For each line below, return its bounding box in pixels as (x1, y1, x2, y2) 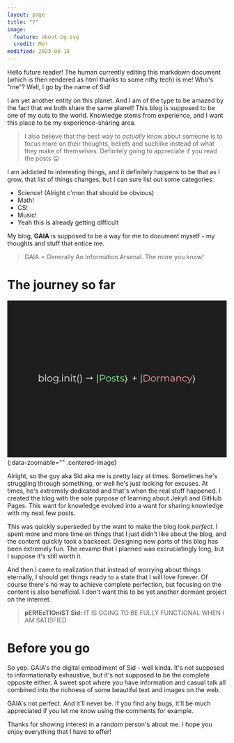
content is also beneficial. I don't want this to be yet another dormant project (7, 588, 227, 596)
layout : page (7, 11, 45, 18)
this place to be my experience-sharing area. (7, 118, 136, 127)
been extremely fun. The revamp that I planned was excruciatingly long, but (7, 544, 224, 553)
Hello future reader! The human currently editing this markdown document (7, 68, 221, 76)
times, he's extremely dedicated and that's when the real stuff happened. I (7, 487, 221, 495)
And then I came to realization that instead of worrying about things (7, 565, 201, 574)
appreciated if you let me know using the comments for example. (7, 706, 194, 714)
